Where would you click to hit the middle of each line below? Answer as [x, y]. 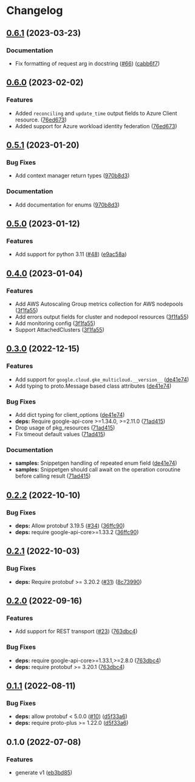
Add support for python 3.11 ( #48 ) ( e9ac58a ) [71, 254]
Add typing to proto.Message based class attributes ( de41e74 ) [93, 386]
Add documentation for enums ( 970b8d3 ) [67, 205]
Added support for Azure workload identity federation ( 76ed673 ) [96, 126]
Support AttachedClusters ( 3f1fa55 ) [60, 329]
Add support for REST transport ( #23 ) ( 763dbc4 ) [76, 631]
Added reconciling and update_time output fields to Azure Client [96, 113]
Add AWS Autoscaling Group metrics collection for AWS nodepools [99, 304]
